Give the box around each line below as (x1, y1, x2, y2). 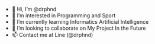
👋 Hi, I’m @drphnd (11, 6, 57, 12)
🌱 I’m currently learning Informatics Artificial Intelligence (11, 18, 149, 25)
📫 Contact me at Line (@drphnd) (11, 32, 93, 38)
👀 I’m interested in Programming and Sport (11, 12, 116, 19)
